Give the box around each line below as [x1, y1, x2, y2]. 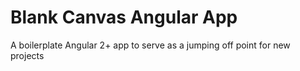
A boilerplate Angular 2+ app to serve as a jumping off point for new [10, 39, 291, 51]
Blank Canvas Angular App [10, 6, 238, 29]
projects [10, 49, 45, 61]
